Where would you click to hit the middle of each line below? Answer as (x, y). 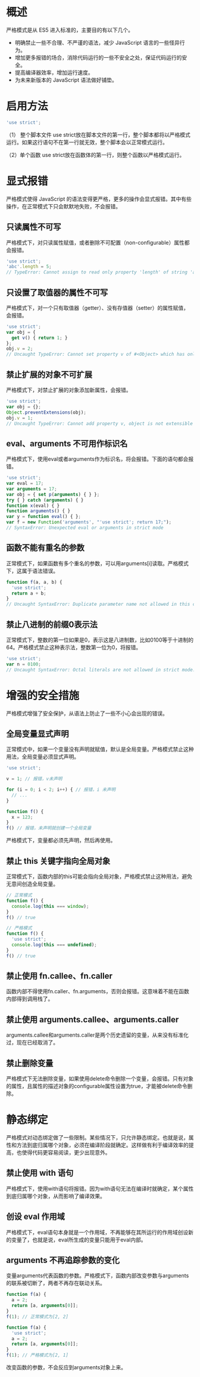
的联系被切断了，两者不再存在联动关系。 (56, 1283)
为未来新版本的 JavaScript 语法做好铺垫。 (66, 80)
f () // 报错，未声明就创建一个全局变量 (49, 828)
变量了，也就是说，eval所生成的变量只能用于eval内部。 (79, 1240)
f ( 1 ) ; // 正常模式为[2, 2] (37, 1317)
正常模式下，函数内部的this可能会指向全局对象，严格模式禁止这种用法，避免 (99, 876)
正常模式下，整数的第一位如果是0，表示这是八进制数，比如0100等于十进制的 (100, 640)
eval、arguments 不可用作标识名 (67, 443)
